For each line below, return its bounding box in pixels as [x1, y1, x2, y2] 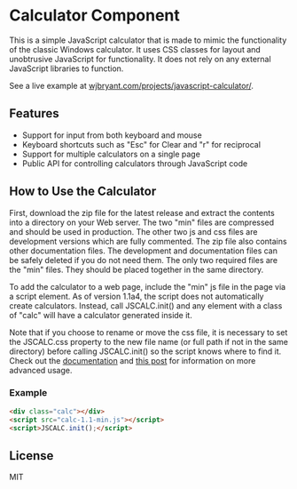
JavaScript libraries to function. [9, 63, 124, 74]
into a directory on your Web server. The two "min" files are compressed [9, 217, 275, 228]
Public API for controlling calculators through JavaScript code [21, 157, 248, 169]
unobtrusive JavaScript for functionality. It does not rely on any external [9, 53, 272, 64]
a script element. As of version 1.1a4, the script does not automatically [9, 291, 264, 301]
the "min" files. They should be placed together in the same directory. [9, 264, 264, 275]
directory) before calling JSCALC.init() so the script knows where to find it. [9, 346, 282, 357]
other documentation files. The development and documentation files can [9, 245, 277, 256]
